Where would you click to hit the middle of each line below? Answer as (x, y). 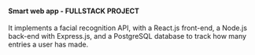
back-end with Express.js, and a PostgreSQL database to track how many (127, 36)
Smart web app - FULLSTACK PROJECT (74, 11)
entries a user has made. (48, 45)
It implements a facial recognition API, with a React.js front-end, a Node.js (128, 28)
